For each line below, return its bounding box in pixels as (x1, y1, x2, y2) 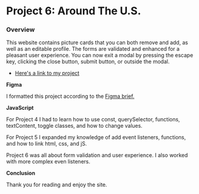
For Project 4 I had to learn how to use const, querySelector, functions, (6, 116, 181, 123)
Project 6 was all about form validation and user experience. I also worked (6, 152, 188, 159)
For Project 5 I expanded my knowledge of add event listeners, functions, (6, 134, 186, 141)
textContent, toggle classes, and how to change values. (6, 122, 143, 130)
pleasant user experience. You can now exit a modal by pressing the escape (6, 52, 194, 59)
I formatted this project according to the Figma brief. (6, 93, 135, 100)
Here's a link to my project (14, 70, 80, 77)
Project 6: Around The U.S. (6, 4, 141, 18)
